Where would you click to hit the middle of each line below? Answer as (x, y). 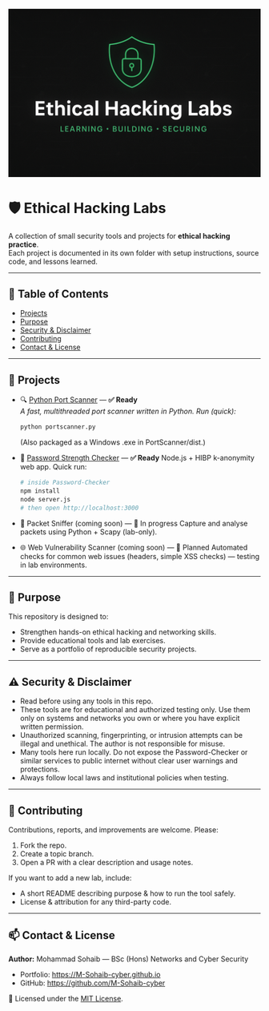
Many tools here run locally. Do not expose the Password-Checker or (134, 752)
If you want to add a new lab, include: (70, 878)
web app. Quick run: (53, 467)
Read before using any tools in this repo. (86, 701)
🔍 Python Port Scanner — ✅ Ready (78, 400)
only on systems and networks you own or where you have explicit (130, 719)
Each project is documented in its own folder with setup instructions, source (134, 252)
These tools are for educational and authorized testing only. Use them (135, 710)
